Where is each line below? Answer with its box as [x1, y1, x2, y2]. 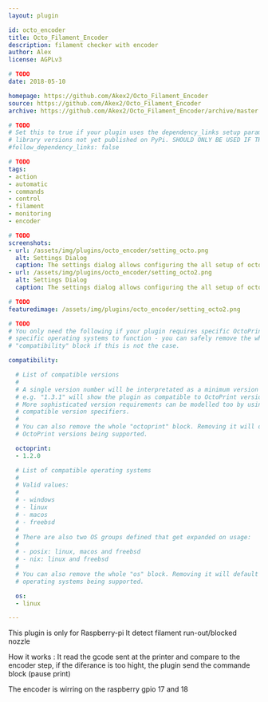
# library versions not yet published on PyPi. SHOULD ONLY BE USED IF [8, 136, 251, 144]
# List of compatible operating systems [15, 466, 152, 475]
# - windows [15, 496, 56, 504]
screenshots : [8, 239, 52, 247]
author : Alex [8, 49, 52, 57]
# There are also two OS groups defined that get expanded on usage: [15, 533, 251, 541]
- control [8, 195, 41, 203]
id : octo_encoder [8, 26, 66, 34]
